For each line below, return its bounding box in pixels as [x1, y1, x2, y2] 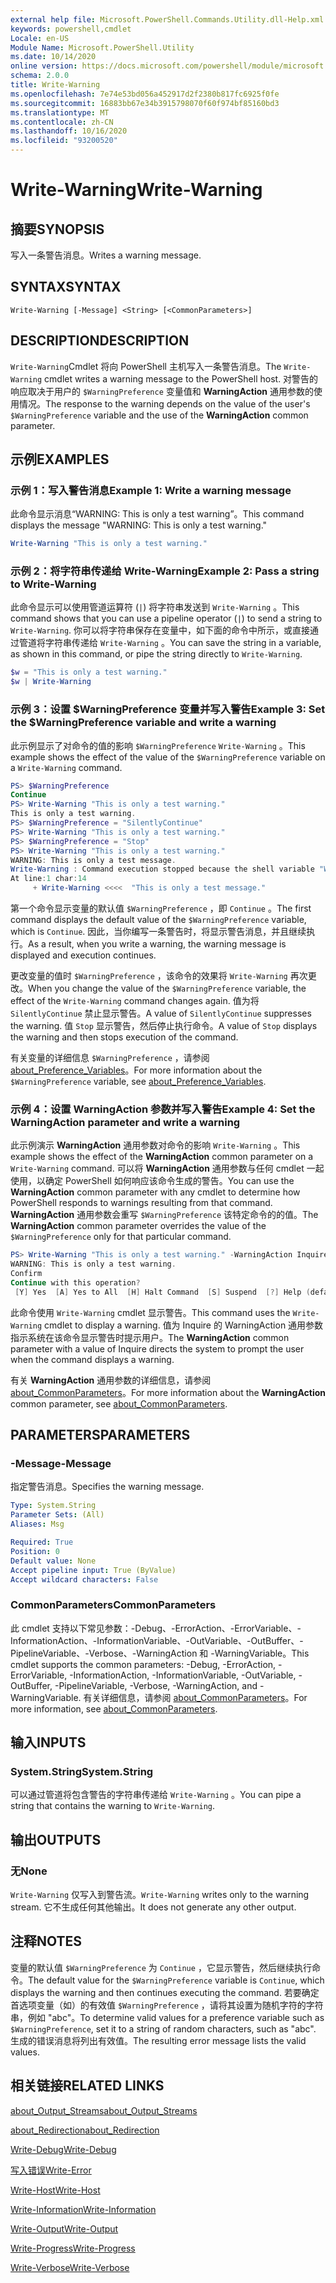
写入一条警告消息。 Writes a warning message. [10, 249, 202, 261]
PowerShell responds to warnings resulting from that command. [10, 1197, 273, 1209]
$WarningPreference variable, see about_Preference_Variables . [10, 1076, 267, 1088]
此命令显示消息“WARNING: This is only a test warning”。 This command [10, 508, 305, 520]
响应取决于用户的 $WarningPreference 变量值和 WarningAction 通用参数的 [10, 385, 314, 397]
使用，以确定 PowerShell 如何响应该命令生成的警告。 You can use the [10, 1175, 295, 1187]
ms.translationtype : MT [10, 107, 110, 118]
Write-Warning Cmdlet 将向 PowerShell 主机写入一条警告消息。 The [10, 360, 282, 372]
